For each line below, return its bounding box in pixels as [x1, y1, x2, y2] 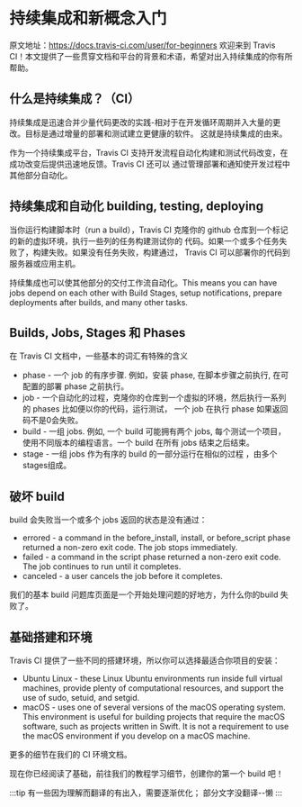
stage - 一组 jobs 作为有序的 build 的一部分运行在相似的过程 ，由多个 [22, 449, 278, 459]
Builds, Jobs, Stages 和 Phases [9, 325, 186, 340]
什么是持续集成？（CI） [9, 91, 140, 106]
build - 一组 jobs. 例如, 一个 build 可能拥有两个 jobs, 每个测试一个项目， [22, 426, 286, 437]
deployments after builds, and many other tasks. [9, 296, 189, 307]
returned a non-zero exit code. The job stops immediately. [22, 542, 238, 553]
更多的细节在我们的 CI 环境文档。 [9, 749, 132, 759]
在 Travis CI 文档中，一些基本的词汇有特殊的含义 [9, 350, 189, 361]
